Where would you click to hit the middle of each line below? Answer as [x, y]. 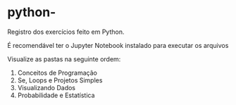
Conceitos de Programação [57, 73]
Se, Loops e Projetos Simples [60, 80]
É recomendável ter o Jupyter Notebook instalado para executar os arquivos [118, 45]
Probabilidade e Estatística [56, 95]
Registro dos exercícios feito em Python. [66, 32]
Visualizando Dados [46, 87]
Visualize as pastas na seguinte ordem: [64, 59]
